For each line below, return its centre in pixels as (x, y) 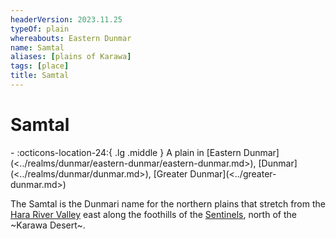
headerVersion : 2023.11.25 (66, 19)
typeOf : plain (40, 29)
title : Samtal (40, 76)
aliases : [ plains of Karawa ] (71, 57)
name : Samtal (37, 47)
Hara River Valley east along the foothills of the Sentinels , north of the (153, 214)
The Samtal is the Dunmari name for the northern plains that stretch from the (168, 203)
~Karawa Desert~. (48, 225)
